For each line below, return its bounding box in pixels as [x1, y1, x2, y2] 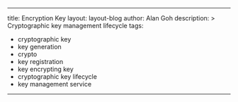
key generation [17, 43, 62, 51]
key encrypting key [17, 65, 74, 73]
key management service [17, 80, 92, 88]
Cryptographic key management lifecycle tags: [7, 22, 144, 30]
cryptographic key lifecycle [17, 72, 98, 81]
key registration [17, 58, 64, 65]
